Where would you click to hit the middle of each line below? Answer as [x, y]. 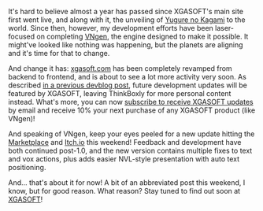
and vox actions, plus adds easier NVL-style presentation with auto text [124, 159]
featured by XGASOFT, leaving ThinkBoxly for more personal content [120, 93]
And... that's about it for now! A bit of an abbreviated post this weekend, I [127, 183]
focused [22, 36]
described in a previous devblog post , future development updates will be [128, 85]
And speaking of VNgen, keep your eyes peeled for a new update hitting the [131, 134]
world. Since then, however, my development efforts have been [111, 28]
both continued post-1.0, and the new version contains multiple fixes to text [130, 150]
